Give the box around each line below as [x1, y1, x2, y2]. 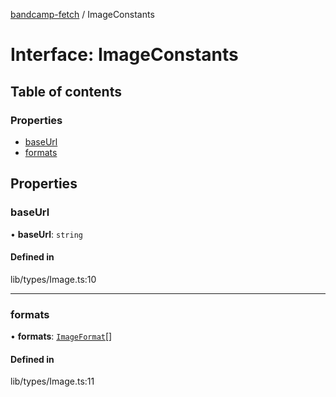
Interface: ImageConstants [10, 44, 239, 66]
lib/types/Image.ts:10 [10, 273, 97, 285]
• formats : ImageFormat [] [10, 330, 113, 343]
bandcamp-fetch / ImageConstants [10, 9, 155, 20]
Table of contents [10, 83, 122, 100]
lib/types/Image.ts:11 [10, 375, 95, 388]
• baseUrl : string [10, 228, 83, 240]
